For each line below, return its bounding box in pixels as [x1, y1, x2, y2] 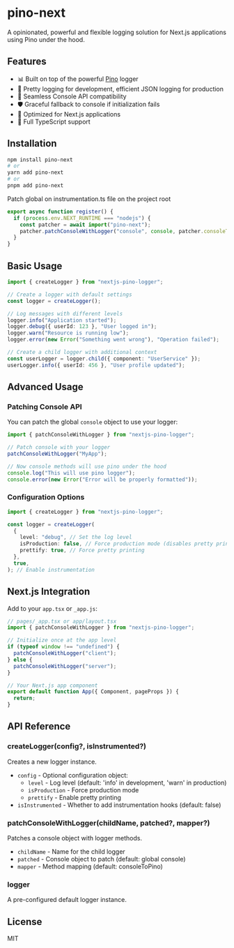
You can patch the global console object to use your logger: [7, 417, 178, 427]
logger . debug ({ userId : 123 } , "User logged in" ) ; [7, 323, 157, 330]
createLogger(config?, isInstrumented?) [7, 741, 146, 751]
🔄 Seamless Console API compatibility [17, 92, 127, 101]
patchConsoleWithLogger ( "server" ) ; [13, 662, 117, 669]
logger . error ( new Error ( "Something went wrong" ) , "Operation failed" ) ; [7, 336, 219, 343]
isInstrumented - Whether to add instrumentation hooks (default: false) [17, 801, 221, 809]
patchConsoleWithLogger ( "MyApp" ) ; [7, 450, 108, 458]
